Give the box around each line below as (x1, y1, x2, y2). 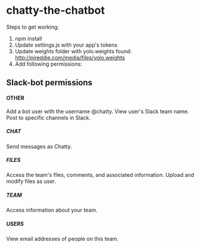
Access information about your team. (6, 207, 98, 214)
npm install (14, 35, 43, 42)
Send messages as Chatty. (6, 143, 72, 150)
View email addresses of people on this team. (6, 235, 119, 243)
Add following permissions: (14, 60, 83, 68)
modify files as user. (6, 177, 56, 185)
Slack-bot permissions (6, 78, 93, 88)
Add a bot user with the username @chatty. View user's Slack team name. (6, 108, 190, 115)
